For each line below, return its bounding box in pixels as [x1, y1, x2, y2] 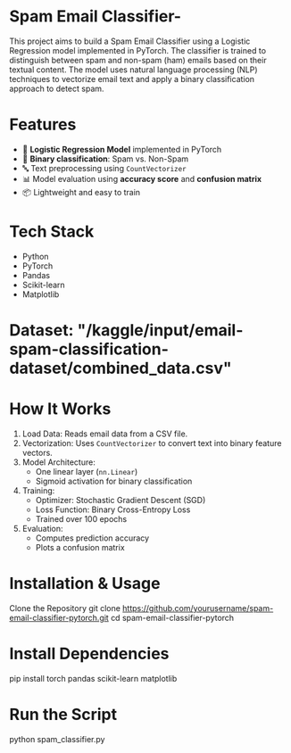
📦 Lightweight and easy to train [21, 186, 141, 197]
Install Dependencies [9, 644, 170, 664]
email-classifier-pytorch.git [9, 612, 109, 623]
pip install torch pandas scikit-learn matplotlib [9, 673, 178, 683]
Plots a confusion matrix [35, 542, 125, 552]
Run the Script [9, 705, 118, 724]
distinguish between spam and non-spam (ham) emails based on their [9, 54, 267, 65]
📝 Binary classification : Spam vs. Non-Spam [21, 153, 189, 164]
